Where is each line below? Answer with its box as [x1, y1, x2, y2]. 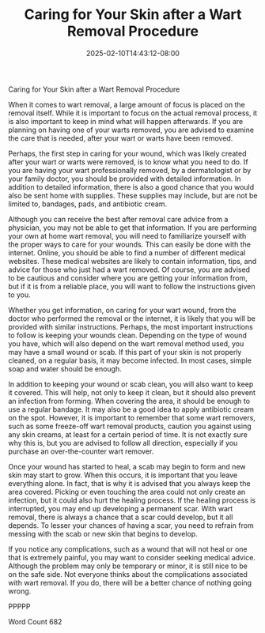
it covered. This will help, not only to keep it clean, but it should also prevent [8, 387, 256, 397]
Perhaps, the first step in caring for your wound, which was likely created [8, 149, 247, 158]
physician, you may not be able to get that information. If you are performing [8, 223, 257, 232]
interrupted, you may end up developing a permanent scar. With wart [8, 503, 233, 513]
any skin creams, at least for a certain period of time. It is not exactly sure [8, 429, 248, 439]
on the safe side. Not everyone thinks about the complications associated [8, 569, 248, 578]
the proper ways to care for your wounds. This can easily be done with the [8, 239, 252, 249]
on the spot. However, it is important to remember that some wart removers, [8, 413, 256, 422]
